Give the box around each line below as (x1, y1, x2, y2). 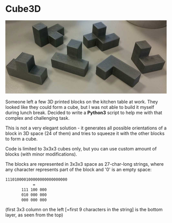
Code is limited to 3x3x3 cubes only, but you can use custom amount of (5, 146, 157, 152)
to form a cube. (5, 136, 38, 142)
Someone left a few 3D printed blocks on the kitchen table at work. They (5, 99, 158, 105)
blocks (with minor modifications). (5, 151, 77, 158)
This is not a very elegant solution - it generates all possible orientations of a (5, 125, 167, 131)
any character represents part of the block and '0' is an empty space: (5, 167, 152, 173)
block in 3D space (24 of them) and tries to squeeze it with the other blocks (5, 130, 165, 137)
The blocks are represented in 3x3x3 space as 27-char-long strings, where (5, 161, 164, 167)
